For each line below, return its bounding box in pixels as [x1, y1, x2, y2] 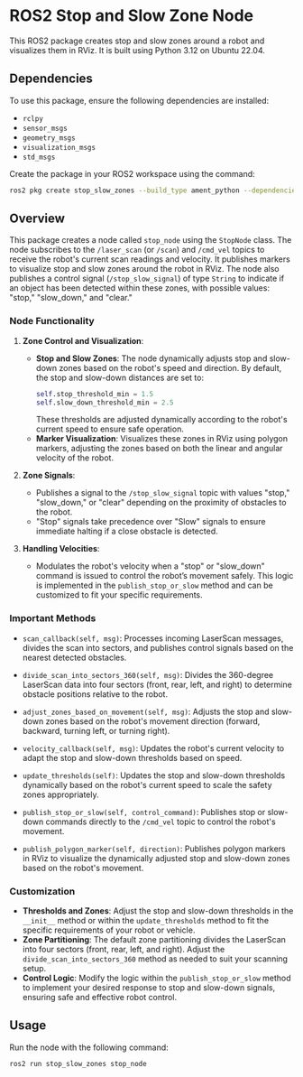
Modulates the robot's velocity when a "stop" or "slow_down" [35, 561, 266, 571]
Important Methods [9, 612, 96, 625]
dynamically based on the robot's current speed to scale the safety [22, 779, 272, 790]
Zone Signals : [22, 470, 76, 481]
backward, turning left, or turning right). [22, 725, 170, 736]
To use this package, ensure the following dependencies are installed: [9, 95, 270, 106]
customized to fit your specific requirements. [35, 590, 203, 600]
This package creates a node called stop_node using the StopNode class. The [9, 235, 292, 246]
